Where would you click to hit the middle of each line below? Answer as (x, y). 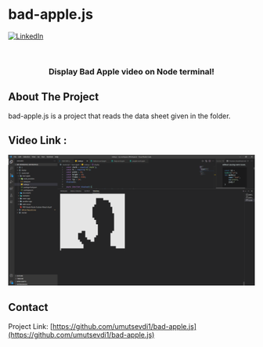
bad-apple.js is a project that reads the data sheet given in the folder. (119, 116)
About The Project (54, 97)
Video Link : (38, 141)
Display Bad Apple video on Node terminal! (131, 71)
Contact (28, 307)
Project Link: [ (31, 326)
